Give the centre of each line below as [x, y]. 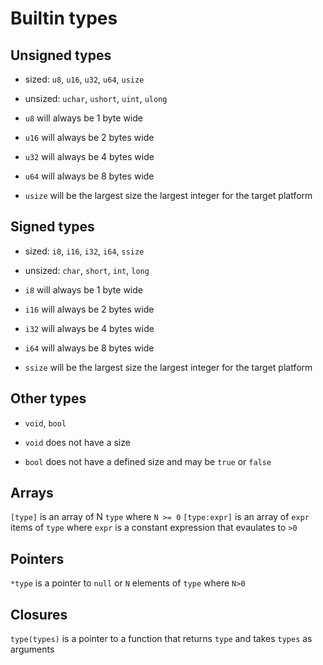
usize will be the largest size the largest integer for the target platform [168, 195]
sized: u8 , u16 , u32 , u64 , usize [84, 79]
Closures [39, 614]
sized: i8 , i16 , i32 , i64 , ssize [84, 251]
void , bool [45, 423]
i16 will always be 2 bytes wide [89, 309]
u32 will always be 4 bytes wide [89, 156]
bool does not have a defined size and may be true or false [148, 461]
